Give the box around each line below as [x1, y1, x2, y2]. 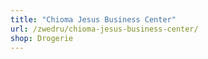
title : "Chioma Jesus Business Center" [10, 14, 177, 25]
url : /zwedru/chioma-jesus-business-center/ [10, 24, 199, 34]
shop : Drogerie [10, 33, 74, 43]
